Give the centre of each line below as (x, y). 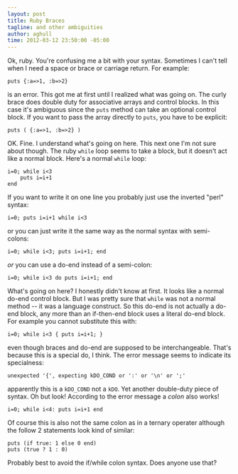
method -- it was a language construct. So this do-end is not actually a (111, 306)
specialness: (26, 363)
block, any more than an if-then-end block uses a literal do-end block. (123, 314)
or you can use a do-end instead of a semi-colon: (80, 265)
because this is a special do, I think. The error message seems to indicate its (119, 355)
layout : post (27, 14)
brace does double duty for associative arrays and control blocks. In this (113, 102)
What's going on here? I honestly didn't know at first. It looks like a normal (116, 291)
